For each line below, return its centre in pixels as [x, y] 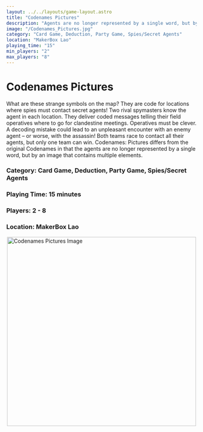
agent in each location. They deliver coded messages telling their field [94, 116]
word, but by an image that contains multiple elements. [75, 155]
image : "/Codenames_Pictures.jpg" [50, 29]
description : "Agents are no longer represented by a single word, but [98, 23]
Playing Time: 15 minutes [44, 194]
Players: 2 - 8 [26, 211]
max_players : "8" [28, 57]
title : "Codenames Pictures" [43, 18]
